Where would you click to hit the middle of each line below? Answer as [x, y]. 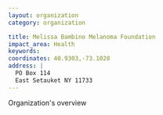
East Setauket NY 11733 [54, 80]
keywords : [24, 52]
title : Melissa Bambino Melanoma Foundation [82, 37]
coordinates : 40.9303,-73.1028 [59, 59]
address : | [26, 66]
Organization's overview [47, 102]
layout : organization [43, 15]
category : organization [47, 23]
